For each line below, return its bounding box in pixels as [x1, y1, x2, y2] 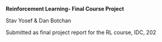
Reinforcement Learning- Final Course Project [5, 5, 124, 12]
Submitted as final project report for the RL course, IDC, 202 [5, 29, 157, 36]
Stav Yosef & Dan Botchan [5, 17, 72, 24]
